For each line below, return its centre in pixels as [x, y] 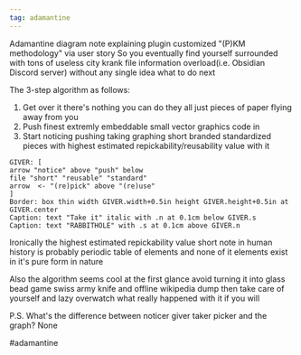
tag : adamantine [40, 18]
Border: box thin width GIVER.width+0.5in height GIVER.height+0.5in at [149, 201]
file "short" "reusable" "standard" [78, 178]
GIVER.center [34, 210]
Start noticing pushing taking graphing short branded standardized [147, 135]
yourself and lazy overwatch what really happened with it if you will [135, 298]
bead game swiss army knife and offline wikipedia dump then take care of [147, 288]
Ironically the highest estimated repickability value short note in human [141, 242]
